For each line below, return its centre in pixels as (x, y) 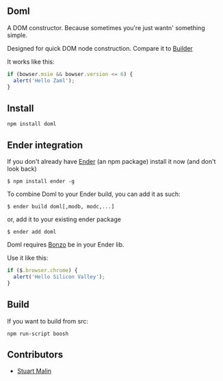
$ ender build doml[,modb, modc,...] (61, 207)
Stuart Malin (34, 371)
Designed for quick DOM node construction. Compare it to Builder (100, 48)
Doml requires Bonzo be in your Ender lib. (66, 245)
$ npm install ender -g (41, 182)
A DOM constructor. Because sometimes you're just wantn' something (106, 27)
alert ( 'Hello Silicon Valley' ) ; (60, 277)
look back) (22, 169)
